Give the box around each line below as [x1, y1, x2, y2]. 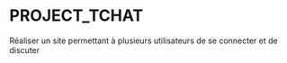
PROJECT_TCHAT [9, 5, 144, 26]
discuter [9, 44, 40, 55]
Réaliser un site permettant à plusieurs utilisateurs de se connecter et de [9, 35, 278, 46]
